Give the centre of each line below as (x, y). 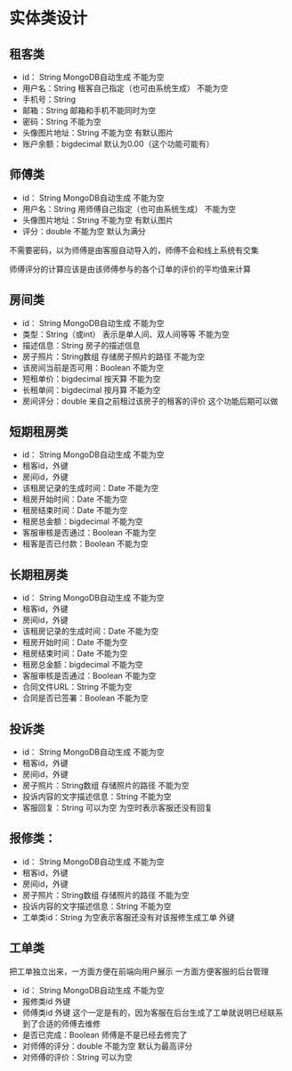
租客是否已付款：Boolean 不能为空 (85, 544)
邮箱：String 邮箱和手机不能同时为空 (89, 110)
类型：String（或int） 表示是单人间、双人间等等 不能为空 (126, 334)
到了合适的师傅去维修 (61, 1023)
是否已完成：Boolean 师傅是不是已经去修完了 (105, 1034)
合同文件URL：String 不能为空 (77, 687)
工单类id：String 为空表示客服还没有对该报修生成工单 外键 (128, 917)
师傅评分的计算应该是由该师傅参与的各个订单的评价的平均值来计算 (130, 269)
